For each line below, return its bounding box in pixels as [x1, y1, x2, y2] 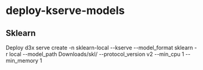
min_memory [5, 57, 39, 64]
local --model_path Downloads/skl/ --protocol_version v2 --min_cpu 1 [9, 51, 184, 58]
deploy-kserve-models [5, 4, 125, 18]
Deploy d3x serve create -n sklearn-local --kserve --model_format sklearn [5, 44, 193, 51]
